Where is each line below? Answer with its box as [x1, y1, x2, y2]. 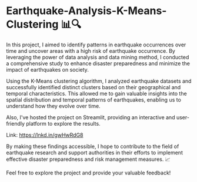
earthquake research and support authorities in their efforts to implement [6, 149, 183, 156]
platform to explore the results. [26, 120, 101, 127]
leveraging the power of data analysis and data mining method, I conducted [6, 53, 189, 60]
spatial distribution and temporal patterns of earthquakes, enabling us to [6, 96, 181, 103]
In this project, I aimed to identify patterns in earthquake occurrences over [6, 41, 186, 48]
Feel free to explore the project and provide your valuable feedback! [6, 169, 171, 176]
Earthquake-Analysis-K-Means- [6, 4, 167, 18]
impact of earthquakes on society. [6, 66, 89, 73]
